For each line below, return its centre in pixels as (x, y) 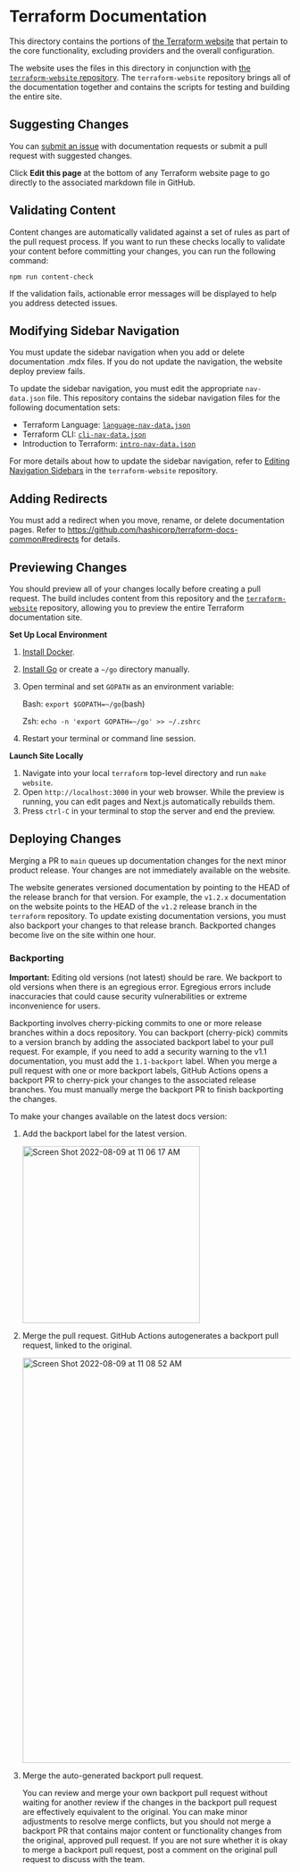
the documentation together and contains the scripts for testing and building (150, 87)
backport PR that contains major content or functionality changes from (152, 1831)
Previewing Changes (68, 568)
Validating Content (62, 210)
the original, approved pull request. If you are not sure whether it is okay (154, 1841)
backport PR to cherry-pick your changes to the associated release (133, 1080)
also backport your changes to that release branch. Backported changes (143, 925)
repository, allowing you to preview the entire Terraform (142, 608)
